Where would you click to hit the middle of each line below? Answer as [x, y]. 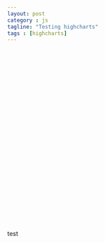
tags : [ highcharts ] [37, 33]
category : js [28, 20]
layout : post [26, 14]
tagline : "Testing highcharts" [53, 27]
